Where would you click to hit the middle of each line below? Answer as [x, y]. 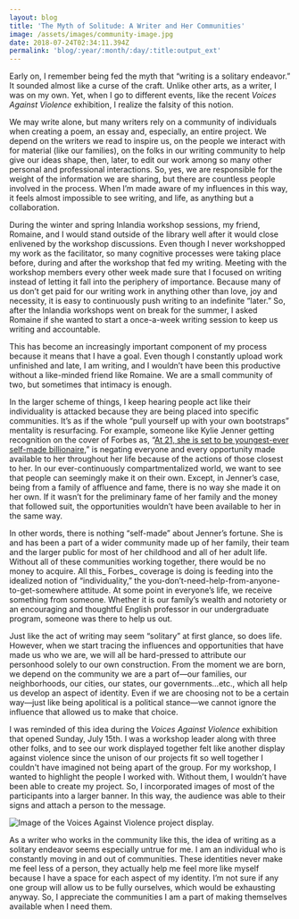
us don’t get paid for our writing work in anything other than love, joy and [144, 291]
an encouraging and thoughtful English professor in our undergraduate [139, 610]
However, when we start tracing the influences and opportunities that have [146, 645]
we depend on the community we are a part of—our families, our [128, 674]
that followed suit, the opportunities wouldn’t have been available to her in [145, 507]
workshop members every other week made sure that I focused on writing [145, 273]
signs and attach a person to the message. [88, 805]
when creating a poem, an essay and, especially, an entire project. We [138, 131]
